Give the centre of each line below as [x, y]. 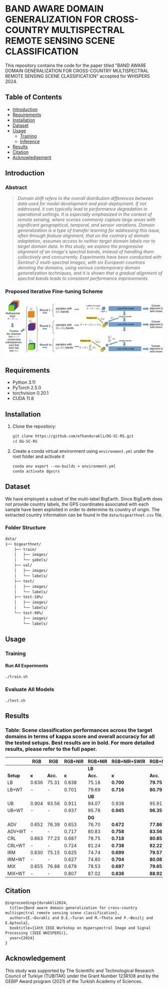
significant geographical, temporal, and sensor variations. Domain [86, 225]
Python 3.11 [24, 382]
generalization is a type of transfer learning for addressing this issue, [89, 230]
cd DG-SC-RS [25, 441]
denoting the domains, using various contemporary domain [79, 268]
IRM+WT [16, 859]
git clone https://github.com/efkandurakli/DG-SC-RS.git [73, 436]
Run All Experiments [27, 665]
